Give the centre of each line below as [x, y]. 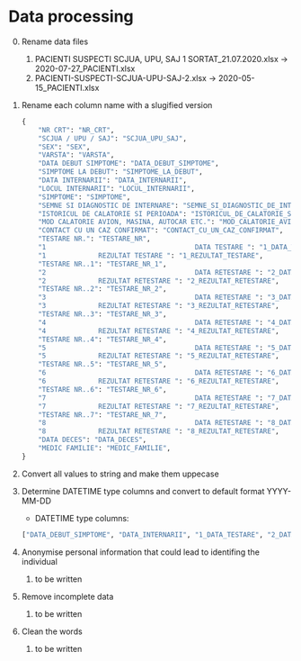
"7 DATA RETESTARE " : [151, 398]
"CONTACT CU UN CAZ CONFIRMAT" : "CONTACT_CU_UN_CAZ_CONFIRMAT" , [161, 231]
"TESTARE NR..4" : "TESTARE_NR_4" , [102, 340]
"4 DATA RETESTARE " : [151, 322]
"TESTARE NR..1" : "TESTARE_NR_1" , [102, 264]
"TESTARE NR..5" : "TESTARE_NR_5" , [102, 365]
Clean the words [52, 631]
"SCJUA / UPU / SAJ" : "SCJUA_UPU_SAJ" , [113, 138]
